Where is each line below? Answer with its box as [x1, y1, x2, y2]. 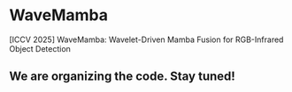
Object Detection [9, 43, 71, 53]
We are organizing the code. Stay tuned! [9, 69, 236, 84]
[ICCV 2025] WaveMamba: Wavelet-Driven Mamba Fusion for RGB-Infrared [9, 34, 284, 45]
